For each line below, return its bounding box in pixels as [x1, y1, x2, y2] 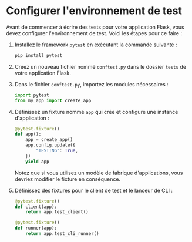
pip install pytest [14, 52, 63, 58]
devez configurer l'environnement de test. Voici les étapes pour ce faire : [6, 29, 183, 36]
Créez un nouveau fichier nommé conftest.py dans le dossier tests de [14, 63, 187, 70]
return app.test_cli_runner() [25, 231, 99, 237]
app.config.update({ [25, 142, 76, 148]
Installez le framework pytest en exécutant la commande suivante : [14, 41, 177, 48]
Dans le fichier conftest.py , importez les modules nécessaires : [14, 80, 169, 88]
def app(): [14, 131, 42, 137]
